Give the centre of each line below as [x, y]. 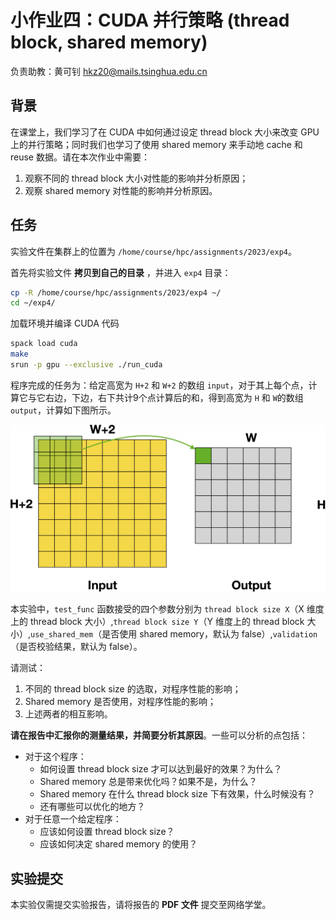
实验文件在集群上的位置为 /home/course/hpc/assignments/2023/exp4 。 [153, 251]
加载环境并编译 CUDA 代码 [65, 323]
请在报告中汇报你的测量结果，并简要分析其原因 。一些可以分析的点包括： [159, 735]
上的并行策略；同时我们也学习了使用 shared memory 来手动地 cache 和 [156, 144]
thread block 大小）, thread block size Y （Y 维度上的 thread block [167, 622]
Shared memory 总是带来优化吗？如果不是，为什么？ [148, 782]
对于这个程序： [55, 757]
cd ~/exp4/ [33, 303]
